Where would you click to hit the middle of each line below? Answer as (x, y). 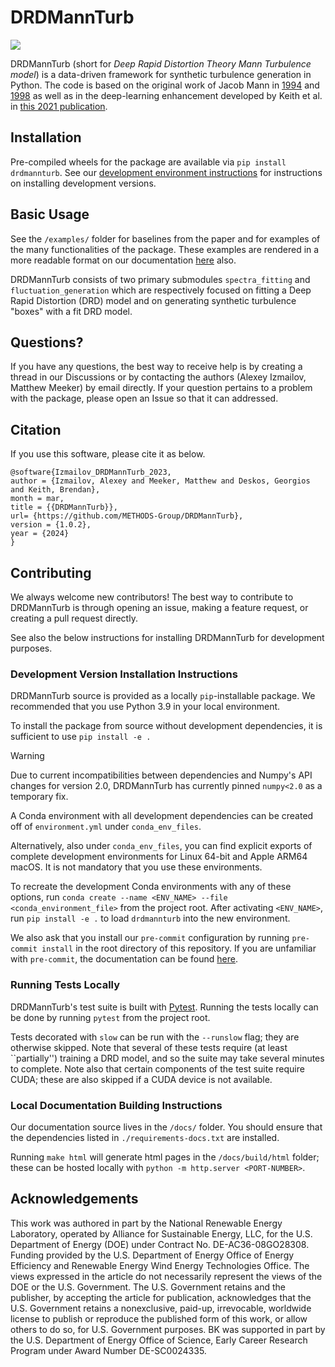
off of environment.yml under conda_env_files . (106, 827)
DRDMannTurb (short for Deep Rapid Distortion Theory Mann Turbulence (161, 63)
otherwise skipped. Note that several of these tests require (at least (149, 1047)
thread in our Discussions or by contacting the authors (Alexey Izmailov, (158, 377)
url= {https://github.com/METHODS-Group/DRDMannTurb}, (127, 516)
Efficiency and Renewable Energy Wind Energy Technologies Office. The (160, 1265)
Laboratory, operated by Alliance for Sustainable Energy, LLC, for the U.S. (161, 1233)
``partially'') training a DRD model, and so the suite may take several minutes (167, 1058)
